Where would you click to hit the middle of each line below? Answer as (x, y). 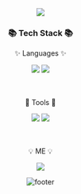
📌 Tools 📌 (40, 103)
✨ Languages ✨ (40, 53)
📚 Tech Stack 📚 (40, 33)
